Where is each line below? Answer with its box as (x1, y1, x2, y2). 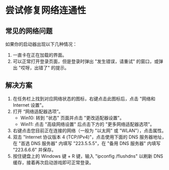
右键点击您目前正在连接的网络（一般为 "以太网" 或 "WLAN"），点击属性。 (12, 127, 166, 133)
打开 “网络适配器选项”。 (12, 108, 64, 114)
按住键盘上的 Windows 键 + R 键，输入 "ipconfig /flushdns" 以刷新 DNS (12, 153, 163, 159)
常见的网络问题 (5, 27, 53, 35)
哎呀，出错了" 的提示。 (20, 65, 69, 70)
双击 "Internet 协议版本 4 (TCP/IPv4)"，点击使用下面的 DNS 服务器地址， (12, 134, 166, 140)
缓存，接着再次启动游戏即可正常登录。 (12, 159, 94, 165)
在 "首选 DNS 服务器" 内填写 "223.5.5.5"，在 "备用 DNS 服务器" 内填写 (12, 140, 161, 146)
